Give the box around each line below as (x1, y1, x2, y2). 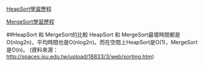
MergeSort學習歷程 (6, 18, 55, 25)
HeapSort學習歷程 (6, 5, 52, 12)
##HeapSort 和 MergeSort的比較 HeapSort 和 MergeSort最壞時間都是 (6, 31, 181, 38)
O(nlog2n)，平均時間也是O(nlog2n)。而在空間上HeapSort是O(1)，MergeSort (6, 39, 198, 45)
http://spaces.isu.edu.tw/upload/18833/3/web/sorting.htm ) (6, 53, 154, 60)
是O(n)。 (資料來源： (6, 46, 59, 53)
